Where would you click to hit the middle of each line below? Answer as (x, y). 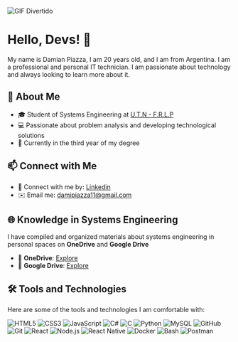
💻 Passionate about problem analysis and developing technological (117, 125)
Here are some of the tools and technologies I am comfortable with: (106, 310)
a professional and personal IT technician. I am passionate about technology (119, 67)
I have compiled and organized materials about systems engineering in (111, 237)
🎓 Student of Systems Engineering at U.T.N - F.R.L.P (96, 114)
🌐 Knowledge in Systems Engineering (93, 219)
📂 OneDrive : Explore (48, 258)
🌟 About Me (34, 97)
